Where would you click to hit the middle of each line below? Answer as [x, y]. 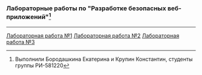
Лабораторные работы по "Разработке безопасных [86, 8]
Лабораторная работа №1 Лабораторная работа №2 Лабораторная [93, 35]
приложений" [28, 17]
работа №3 [20, 42]
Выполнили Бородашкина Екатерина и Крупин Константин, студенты [104, 59]
